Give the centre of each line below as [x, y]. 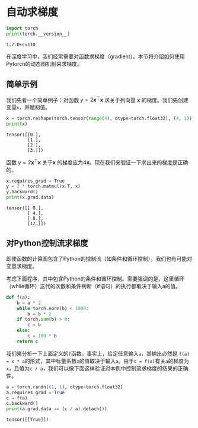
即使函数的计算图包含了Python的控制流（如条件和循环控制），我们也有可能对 [99, 258]
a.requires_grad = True [36, 392]
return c [28, 341]
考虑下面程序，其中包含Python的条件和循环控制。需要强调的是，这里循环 [95, 279]
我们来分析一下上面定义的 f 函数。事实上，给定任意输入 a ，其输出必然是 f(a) [98, 353]
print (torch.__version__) [38, 34]
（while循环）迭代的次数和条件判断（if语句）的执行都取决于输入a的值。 [94, 286]
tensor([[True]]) [28, 420]
